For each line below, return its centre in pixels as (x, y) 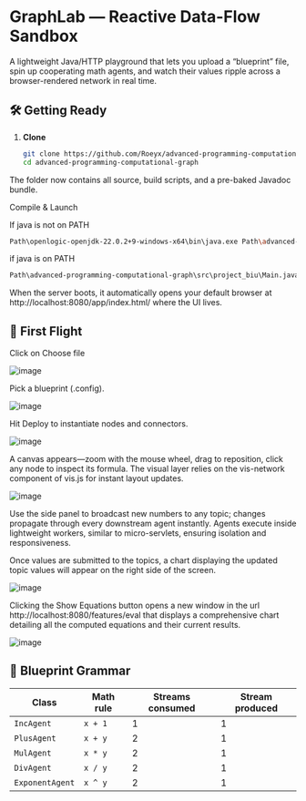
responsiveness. (40, 543)
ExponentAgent (45, 782)
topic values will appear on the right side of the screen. (113, 570)
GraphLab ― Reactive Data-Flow (135, 17)
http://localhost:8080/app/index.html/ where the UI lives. (116, 303)
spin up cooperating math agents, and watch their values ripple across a (145, 71)
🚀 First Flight (46, 331)
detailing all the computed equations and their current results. (125, 625)
